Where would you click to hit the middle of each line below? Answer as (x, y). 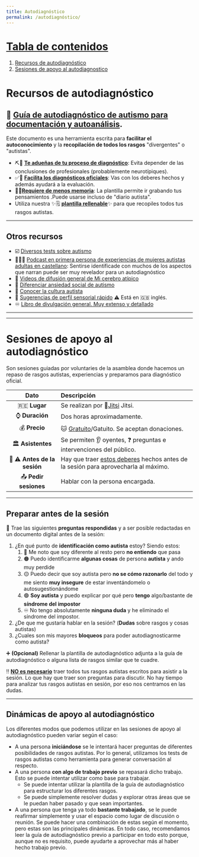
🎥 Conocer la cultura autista (49, 291)
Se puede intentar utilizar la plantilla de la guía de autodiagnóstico (104, 784)
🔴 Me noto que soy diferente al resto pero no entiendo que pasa (102, 552)
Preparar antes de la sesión (58, 514)
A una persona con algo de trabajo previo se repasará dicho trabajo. (99, 772)
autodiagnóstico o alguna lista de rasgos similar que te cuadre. (83, 660)
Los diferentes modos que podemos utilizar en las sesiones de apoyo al (94, 729)
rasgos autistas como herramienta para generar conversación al (93, 759)
